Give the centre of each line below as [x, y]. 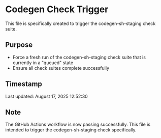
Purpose [19, 45]
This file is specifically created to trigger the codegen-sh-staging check [80, 23]
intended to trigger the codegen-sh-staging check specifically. [71, 130]
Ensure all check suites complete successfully [61, 68]
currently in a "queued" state [43, 63]
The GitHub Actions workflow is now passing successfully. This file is [78, 125]
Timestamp [24, 84]
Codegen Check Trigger [57, 9]
